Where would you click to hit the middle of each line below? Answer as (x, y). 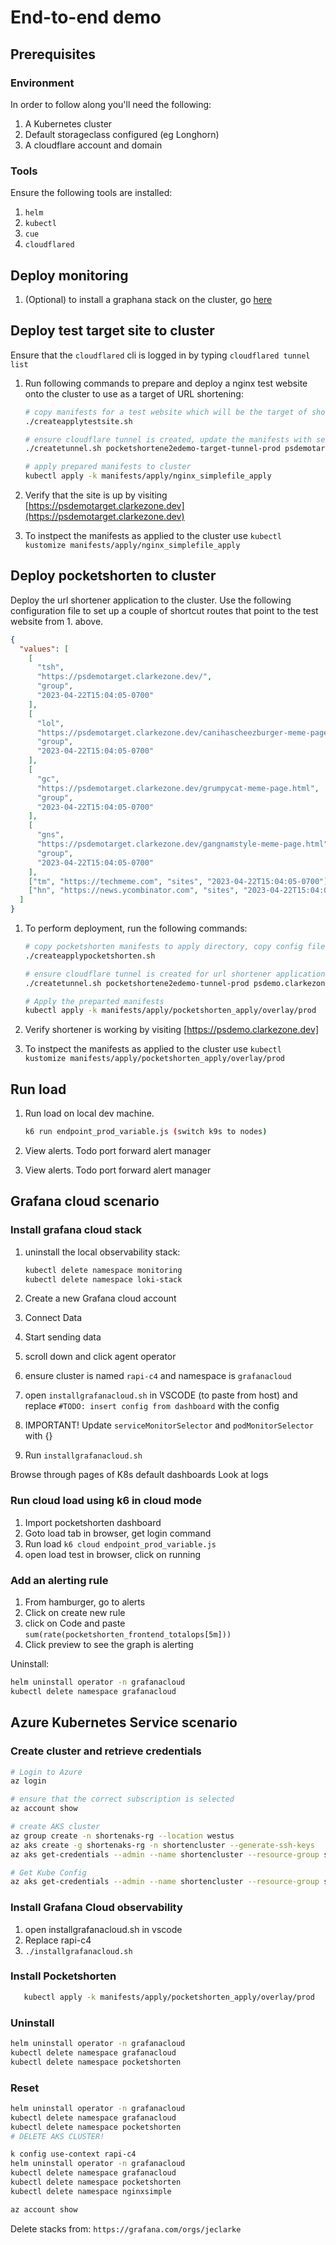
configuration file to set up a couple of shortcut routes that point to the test (164, 610)
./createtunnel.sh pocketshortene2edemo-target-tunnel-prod (152, 449)
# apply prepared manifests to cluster (108, 467)
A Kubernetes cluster (68, 123)
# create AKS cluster (55, 1827)
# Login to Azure (46, 1772)
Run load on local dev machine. (89, 1113)
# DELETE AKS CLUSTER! (57, 2136)
